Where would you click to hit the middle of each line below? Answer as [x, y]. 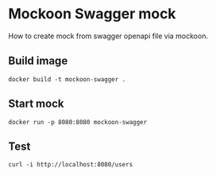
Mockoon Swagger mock [92, 14]
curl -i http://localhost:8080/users [71, 165]
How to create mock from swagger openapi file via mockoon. [108, 36]
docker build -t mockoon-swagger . [67, 79]
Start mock [36, 104]
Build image [38, 61]
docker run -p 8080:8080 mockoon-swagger [78, 122]
